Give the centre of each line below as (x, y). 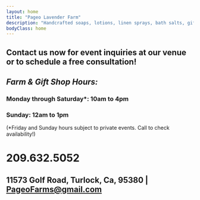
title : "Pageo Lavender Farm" (44, 17)
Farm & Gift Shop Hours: (52, 82)
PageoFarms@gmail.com (54, 189)
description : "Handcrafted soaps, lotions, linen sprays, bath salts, (96, 23)
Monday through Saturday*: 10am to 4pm (68, 99)
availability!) (21, 134)
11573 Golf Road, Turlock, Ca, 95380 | (77, 180)
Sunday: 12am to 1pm (37, 115)
